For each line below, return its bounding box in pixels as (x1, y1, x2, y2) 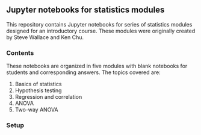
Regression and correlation (14, 93, 82, 101)
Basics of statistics (14, 81, 62, 88)
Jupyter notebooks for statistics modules (6, 5, 165, 15)
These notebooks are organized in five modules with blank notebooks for (6, 63, 188, 70)
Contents (6, 48, 34, 57)
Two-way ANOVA (14, 106, 58, 113)
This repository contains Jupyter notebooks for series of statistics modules (6, 20, 193, 28)
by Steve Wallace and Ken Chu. (6, 33, 84, 41)
